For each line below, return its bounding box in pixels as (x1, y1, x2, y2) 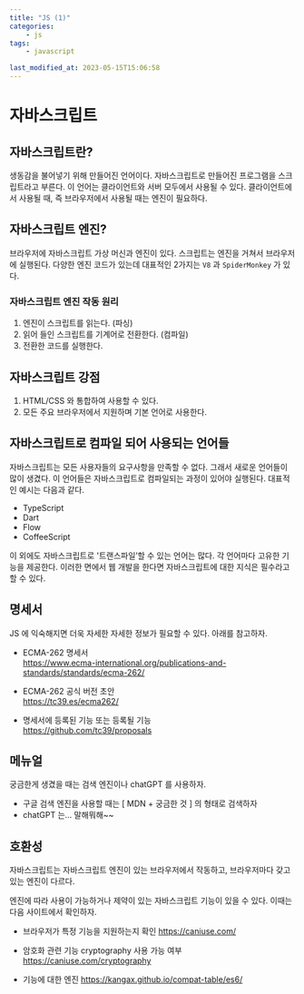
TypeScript (22, 502, 64, 513)
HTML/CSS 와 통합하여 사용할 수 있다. (22, 395, 159, 406)
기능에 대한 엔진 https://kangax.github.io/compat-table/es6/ (22, 974, 243, 985)
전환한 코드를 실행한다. (22, 340, 103, 351)
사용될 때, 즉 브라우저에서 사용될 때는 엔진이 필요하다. (18, 192, 208, 203)
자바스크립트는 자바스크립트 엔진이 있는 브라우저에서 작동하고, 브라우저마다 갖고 (9, 864, 291, 876)
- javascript (25, 47, 75, 56)
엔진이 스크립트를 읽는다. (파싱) (22, 318, 133, 329)
